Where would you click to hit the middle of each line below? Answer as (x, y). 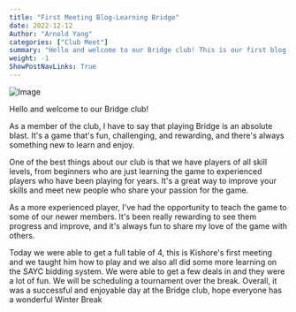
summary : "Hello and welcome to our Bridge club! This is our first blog (148, 50)
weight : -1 (29, 58)
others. (22, 235)
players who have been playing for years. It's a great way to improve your (143, 180)
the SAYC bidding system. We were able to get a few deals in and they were (147, 271)
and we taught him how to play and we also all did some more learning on (143, 262)
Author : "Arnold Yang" (51, 34)
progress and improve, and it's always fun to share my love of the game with (148, 225)
